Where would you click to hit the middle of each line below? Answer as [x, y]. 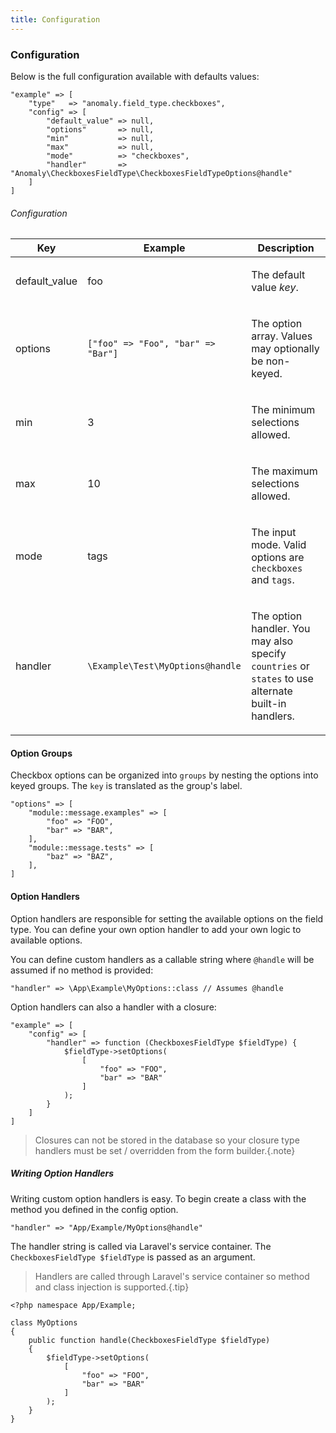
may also [272, 641]
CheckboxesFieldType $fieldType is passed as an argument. [133, 1257]
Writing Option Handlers [62, 1173]
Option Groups [41, 753]
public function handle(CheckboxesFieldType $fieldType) [149, 1340]
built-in [269, 704]
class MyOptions [44, 1322]
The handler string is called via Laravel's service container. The [141, 1246]
